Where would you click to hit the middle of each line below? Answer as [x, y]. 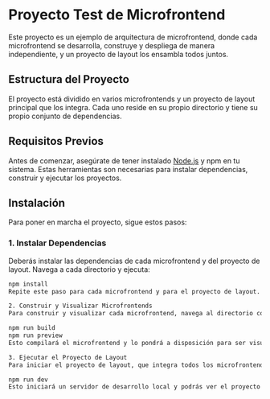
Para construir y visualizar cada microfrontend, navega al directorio [131, 314]
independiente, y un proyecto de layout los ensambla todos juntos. [119, 54]
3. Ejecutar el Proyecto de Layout [68, 357]
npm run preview [35, 335]
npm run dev [28, 380]
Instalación [37, 203]
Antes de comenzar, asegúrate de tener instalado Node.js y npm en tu [124, 160]
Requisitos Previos [56, 141]
